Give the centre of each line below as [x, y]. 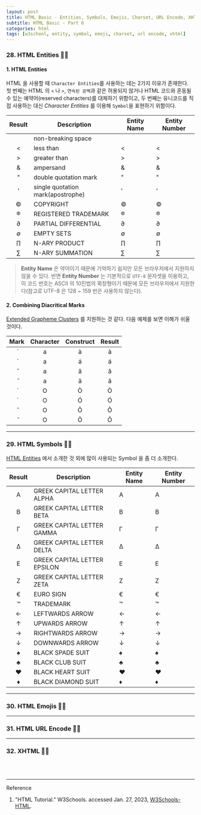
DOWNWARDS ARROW [66, 643]
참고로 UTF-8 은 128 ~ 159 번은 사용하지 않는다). [85, 291]
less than [46, 149]
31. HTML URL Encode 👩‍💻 [43, 728]
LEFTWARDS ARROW [64, 613]
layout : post [22, 12]
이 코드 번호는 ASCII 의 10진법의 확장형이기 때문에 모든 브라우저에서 [100, 284]
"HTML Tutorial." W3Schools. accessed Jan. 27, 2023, [82, 799]
